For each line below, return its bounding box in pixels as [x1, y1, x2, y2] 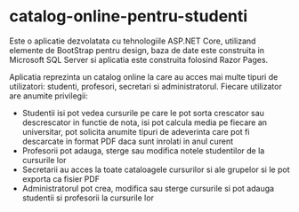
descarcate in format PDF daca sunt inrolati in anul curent [21, 136, 234, 146]
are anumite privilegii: [9, 90, 89, 101]
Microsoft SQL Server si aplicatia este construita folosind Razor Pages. [9, 54, 269, 65]
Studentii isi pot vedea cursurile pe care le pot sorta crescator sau [21, 107, 265, 118]
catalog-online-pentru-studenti [9, 6, 248, 27]
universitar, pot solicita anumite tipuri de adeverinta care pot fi [21, 126, 250, 137]
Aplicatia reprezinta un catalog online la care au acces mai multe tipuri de [9, 71, 279, 82]
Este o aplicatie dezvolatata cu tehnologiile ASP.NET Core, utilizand [9, 35, 256, 46]
